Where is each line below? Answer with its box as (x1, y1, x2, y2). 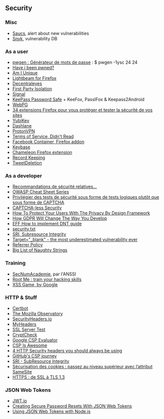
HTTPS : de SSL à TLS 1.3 (12, 374, 65, 380)
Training (5, 260, 26, 267)
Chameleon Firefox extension (12, 149, 73, 155)
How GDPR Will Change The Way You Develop (12, 215, 108, 221)
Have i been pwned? (12, 64, 55, 70)
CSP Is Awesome (12, 342, 48, 348)
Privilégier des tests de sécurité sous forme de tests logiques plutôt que (12, 194, 160, 200)
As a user (5, 48, 29, 55)
